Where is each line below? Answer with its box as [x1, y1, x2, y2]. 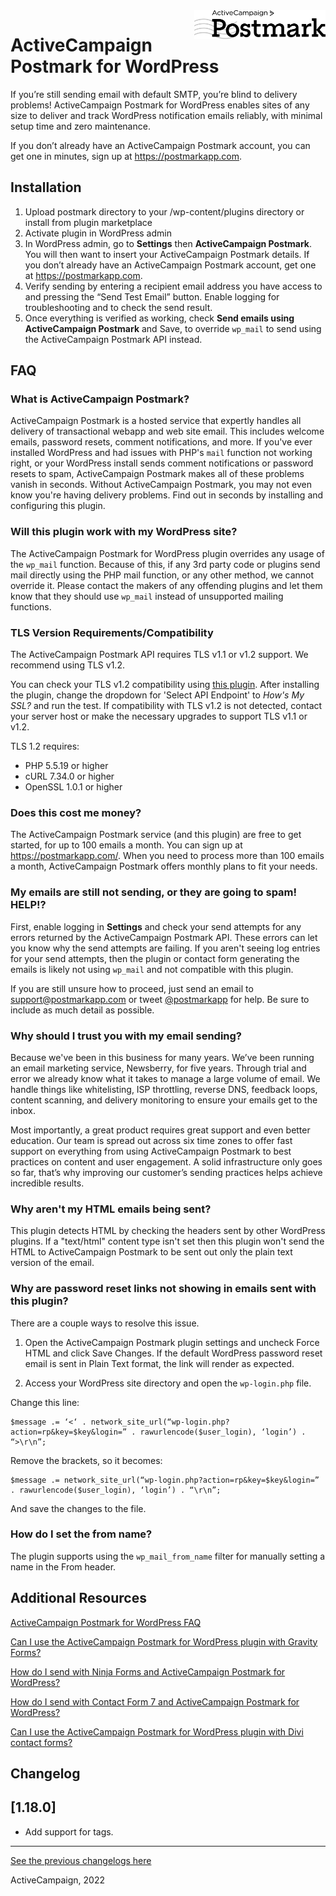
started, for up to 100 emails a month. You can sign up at [10, 839, 243, 851]
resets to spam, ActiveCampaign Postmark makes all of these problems [10, 468, 305, 480]
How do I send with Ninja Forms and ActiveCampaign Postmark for [10, 1665, 286, 1678]
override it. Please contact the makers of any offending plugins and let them [10, 579, 323, 591]
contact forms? [10, 1736, 73, 1748]
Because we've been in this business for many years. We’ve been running [10, 1051, 315, 1063]
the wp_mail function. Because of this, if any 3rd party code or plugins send [10, 558, 321, 570]
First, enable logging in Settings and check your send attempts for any [10, 920, 302, 933]
